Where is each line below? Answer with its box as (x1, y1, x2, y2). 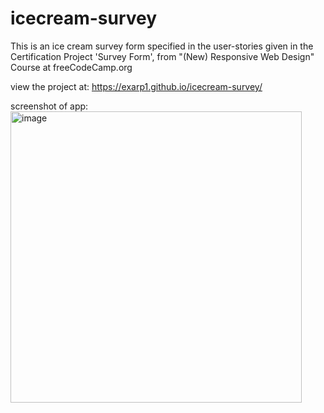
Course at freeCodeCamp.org (10, 61, 133, 73)
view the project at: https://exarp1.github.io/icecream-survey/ (10, 80, 263, 92)
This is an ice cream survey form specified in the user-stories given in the (10, 40, 314, 52)
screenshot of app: (10, 100, 89, 112)
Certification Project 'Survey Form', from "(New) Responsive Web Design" (10, 50, 315, 62)
